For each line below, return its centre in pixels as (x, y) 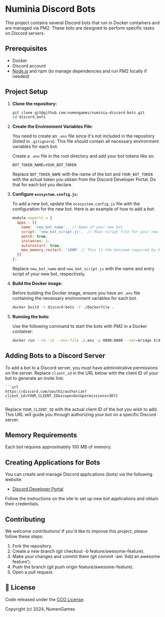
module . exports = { (32, 218)
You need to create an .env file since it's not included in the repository (83, 136)
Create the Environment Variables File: (52, 127)
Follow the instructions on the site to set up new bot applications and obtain (82, 499)
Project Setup (27, 92)
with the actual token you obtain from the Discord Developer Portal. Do (84, 179)
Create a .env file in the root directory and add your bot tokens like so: (83, 156)
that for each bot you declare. (42, 185)
